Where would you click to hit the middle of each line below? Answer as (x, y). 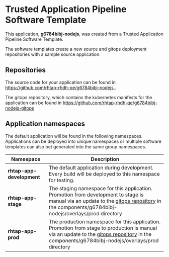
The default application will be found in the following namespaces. (74, 136)
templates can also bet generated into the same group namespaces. (76, 146)
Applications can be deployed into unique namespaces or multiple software (83, 141)
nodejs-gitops (20, 108)
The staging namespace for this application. (100, 188)
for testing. (61, 180)
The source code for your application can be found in (60, 82)
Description (105, 159)
